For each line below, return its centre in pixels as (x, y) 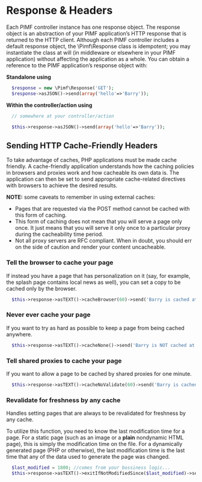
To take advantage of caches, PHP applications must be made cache (92, 160)
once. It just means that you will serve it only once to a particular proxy (103, 228)
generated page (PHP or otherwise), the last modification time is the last (96, 450)
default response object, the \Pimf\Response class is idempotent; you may (98, 46)
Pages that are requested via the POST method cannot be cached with (103, 209)
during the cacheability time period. (59, 234)
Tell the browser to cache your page (60, 263)
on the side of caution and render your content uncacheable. (90, 247)
